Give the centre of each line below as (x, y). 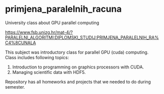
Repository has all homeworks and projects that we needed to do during (78, 82)
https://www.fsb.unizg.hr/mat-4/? (39, 32)
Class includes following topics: (37, 57)
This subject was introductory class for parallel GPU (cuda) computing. (77, 52)
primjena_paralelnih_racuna (63, 9)
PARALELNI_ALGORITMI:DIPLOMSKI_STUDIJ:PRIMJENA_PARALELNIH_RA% (82, 37)
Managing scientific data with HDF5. (49, 72)
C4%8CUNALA (21, 42)
